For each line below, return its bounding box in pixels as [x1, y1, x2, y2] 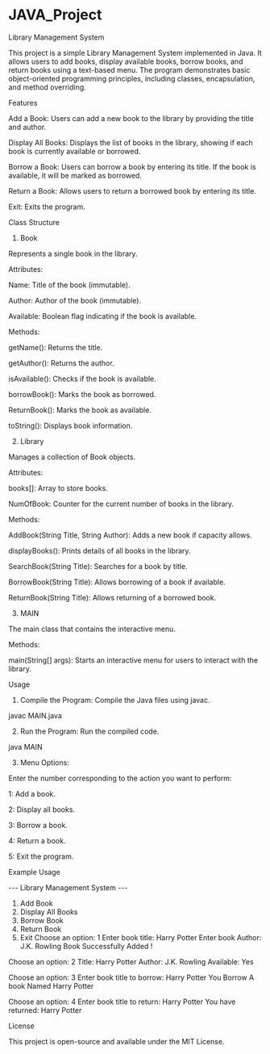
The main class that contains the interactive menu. [8, 624, 176, 634]
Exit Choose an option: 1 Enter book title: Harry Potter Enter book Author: [19, 932, 262, 942]
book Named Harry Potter [8, 981, 94, 990]
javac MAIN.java [8, 710, 62, 720]
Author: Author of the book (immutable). [8, 295, 142, 305]
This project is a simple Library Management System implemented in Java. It [8, 48, 262, 57]
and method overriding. [8, 82, 86, 92]
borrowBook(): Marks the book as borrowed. [8, 389, 156, 399]
